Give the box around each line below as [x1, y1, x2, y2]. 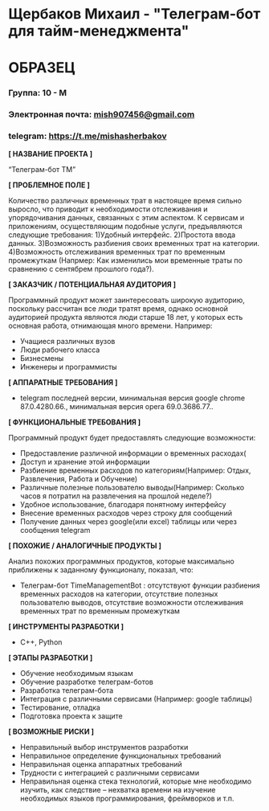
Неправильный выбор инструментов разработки [19, 742, 189, 752]
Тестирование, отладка [19, 702, 100, 712]
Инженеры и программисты [19, 362, 118, 371]
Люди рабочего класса [19, 345, 100, 354]
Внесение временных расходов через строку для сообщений [19, 508, 233, 518]
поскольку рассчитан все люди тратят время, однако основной [8, 303, 229, 313]
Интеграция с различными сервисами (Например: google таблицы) [19, 694, 253, 703]
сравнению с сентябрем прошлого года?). [8, 264, 154, 273]
